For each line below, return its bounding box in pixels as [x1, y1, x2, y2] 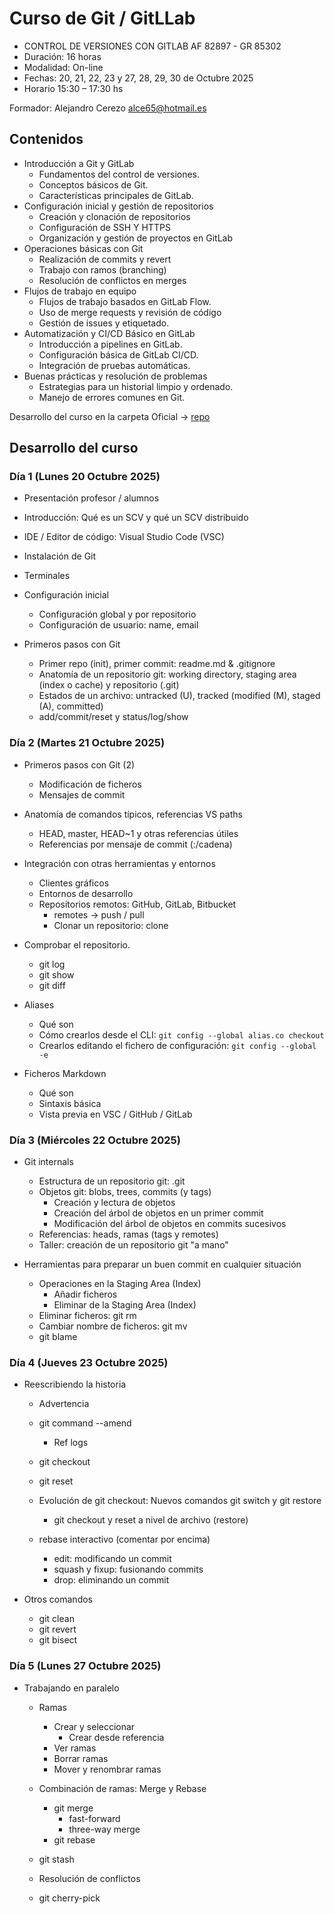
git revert [38, 1623, 77, 1636]
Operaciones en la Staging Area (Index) [38, 1278, 202, 1290]
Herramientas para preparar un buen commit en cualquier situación [23, 1258, 302, 1271]
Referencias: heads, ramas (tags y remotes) [38, 1228, 219, 1241]
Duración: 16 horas [23, 50, 102, 62]
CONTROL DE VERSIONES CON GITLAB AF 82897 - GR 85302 [23, 40, 282, 52]
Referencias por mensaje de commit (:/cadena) [38, 838, 233, 850]
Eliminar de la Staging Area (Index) [53, 1299, 197, 1311]
